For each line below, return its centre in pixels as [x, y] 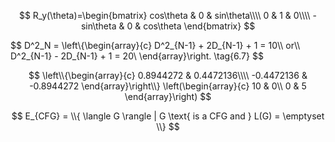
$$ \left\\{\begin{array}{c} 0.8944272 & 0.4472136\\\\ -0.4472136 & [168, 75]
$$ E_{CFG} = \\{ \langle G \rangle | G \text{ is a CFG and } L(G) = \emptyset [168, 116]
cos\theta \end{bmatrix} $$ [199, 26]
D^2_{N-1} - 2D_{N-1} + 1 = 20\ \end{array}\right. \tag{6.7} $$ [137, 56]
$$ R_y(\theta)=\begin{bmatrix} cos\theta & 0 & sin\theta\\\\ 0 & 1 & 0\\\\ [164, 15]
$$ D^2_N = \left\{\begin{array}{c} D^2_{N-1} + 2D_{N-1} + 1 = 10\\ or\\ [155, 45]
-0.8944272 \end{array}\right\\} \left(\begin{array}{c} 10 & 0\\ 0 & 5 [168, 86]
